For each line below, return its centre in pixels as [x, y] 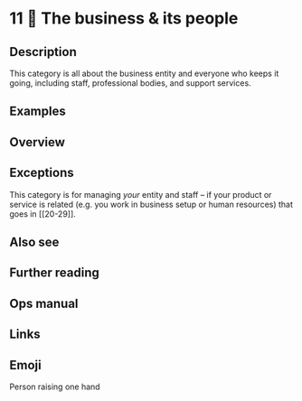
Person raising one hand [55, 387]
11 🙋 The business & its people [124, 19]
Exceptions [42, 173]
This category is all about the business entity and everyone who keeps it [144, 73]
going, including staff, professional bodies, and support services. [130, 83]
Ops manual [44, 303]
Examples [38, 112]
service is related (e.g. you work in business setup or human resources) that [151, 204]
